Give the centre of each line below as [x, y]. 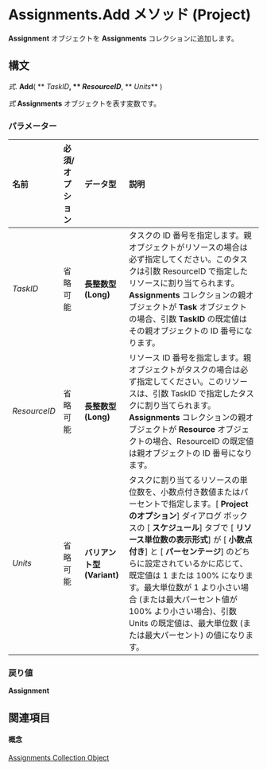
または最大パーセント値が [190, 600]
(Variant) [102, 575]
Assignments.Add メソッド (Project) [130, 15]
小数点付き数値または [200, 492]
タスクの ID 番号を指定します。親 [190, 235]
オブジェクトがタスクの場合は [184, 370]
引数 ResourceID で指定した [196, 271]
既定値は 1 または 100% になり [187, 576]
